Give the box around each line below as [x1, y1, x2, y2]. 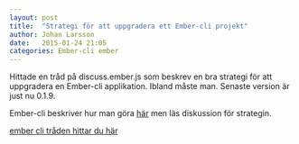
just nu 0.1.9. [9, 91, 56, 102]
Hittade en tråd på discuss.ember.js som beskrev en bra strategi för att [9, 71, 273, 82]
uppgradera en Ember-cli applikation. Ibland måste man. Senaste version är [9, 81, 291, 92]
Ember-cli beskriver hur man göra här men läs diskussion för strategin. [9, 108, 273, 119]
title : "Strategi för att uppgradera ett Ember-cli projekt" [9, 22, 248, 31]
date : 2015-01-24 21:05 [9, 38, 107, 48]
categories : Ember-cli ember [9, 47, 119, 56]
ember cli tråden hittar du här [9, 125, 118, 136]
